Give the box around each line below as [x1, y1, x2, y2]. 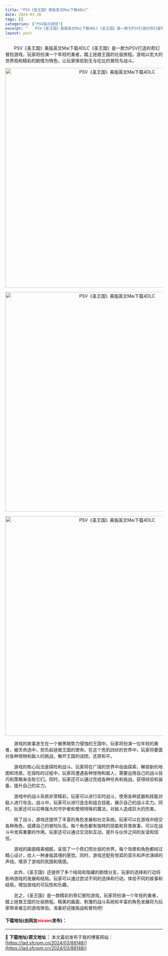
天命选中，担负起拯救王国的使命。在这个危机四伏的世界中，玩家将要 [18, 747, 158, 753]
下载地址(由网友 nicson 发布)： [5, 917, 67, 923]
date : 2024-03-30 [5, 12, 41, 17]
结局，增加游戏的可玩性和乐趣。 [5, 882, 71, 888]
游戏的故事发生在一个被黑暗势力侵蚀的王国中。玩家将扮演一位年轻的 [13, 741, 154, 746]
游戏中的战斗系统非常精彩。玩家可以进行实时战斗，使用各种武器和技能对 [13, 793, 163, 799]
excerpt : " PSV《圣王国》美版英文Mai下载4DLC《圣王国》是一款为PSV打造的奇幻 [5, 26, 157, 31]
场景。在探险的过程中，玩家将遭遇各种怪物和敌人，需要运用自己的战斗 [13, 770, 158, 776]
